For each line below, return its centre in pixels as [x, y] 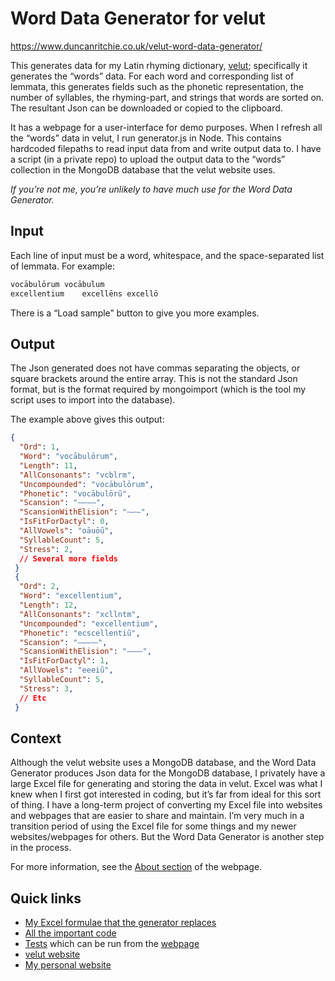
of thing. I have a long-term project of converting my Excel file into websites [166, 805]
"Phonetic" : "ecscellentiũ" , [80, 633]
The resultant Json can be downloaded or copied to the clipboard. [146, 108]
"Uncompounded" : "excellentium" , [89, 623]
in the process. [41, 848]
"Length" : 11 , [48, 465]
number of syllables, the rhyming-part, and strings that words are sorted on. [167, 97]
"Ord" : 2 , [39, 587]
